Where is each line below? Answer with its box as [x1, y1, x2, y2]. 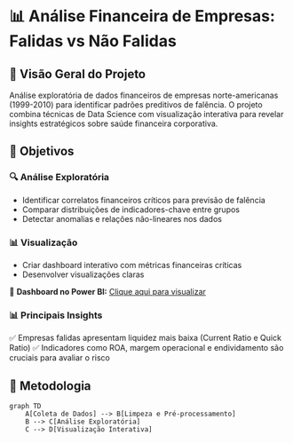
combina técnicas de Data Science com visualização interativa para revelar [9, 109, 284, 119]
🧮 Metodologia [9, 378, 91, 393]
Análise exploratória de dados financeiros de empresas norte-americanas [9, 90, 279, 100]
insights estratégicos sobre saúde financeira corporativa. [9, 118, 218, 129]
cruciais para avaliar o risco [9, 352, 111, 363]
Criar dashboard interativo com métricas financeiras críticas [21, 259, 242, 270]
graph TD [9, 402, 42, 411]
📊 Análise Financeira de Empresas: [9, 6, 275, 27]
